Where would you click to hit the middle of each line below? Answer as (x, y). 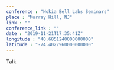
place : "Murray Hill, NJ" (39, 17)
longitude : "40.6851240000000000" (50, 39)
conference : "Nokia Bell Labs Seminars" (58, 12)
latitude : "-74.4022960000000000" (50, 45)
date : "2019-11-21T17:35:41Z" (45, 34)
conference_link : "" (33, 28)
